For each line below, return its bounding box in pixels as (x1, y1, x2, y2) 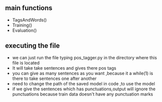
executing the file (5, 42, 60, 50)
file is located (12, 60, 40, 66)
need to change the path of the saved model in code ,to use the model (12, 80, 155, 86)
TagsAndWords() (12, 17, 47, 23)
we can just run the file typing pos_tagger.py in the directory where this (12, 54, 157, 60)
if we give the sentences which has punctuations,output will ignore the (12, 86, 156, 92)
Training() (12, 22, 32, 28)
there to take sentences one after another (12, 76, 97, 81)
